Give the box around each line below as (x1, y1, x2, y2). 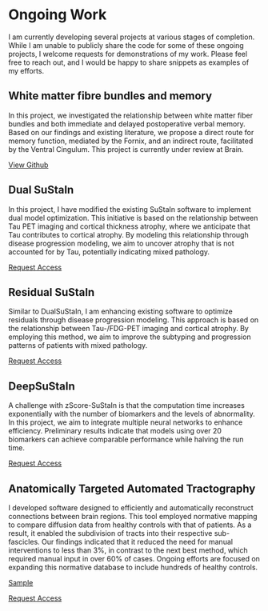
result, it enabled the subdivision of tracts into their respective (8, 529, 213, 537)
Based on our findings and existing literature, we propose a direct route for (8, 127, 254, 137)
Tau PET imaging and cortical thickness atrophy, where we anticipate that (8, 222, 250, 231)
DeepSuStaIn (8, 379, 75, 393)
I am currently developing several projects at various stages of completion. (8, 32, 255, 42)
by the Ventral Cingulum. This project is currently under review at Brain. (8, 144, 244, 154)
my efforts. (8, 66, 45, 75)
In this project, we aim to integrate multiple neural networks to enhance (8, 417, 243, 427)
